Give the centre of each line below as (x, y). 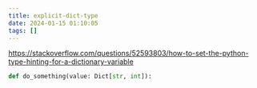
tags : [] (23, 30)
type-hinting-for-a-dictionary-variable (71, 62)
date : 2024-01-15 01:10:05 (53, 23)
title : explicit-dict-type (53, 16)
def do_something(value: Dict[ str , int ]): (80, 77)
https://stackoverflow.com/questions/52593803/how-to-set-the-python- (128, 54)
